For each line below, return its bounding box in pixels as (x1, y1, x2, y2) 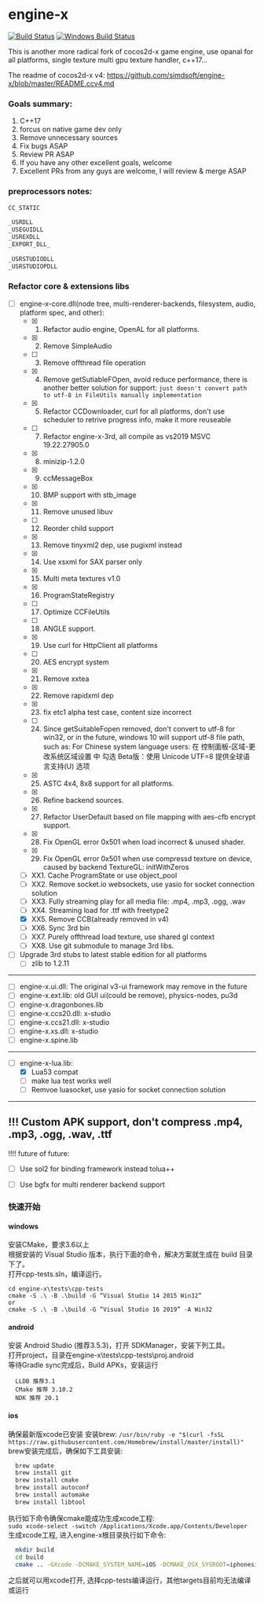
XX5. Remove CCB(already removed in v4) (31, 915, 169, 924)
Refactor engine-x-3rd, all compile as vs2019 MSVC (42, 431, 211, 441)
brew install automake (15, 1491, 90, 1499)
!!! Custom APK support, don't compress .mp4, (8, 1115, 244, 1129)
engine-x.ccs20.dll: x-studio (19, 1008, 112, 1018)
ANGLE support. (42, 624, 96, 633)
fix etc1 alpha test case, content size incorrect (42, 707, 192, 716)
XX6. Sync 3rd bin (31, 923, 90, 933)
